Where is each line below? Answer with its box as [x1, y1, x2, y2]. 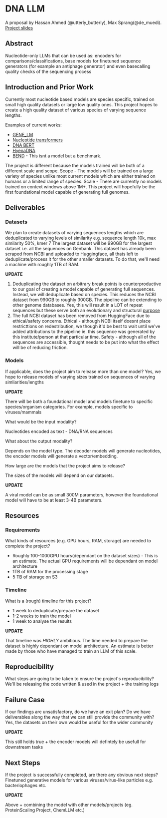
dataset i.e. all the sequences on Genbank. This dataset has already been [5, 246, 156, 252]
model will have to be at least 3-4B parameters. [5, 497, 103, 503]
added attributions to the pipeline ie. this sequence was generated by [12, 329, 155, 335]
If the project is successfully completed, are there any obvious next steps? [5, 772, 158, 778]
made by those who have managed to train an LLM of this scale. [5, 648, 137, 654]
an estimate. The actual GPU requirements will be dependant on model [12, 558, 158, 564]
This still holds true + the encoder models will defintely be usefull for [5, 739, 146, 745]
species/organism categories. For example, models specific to [5, 404, 133, 409]
